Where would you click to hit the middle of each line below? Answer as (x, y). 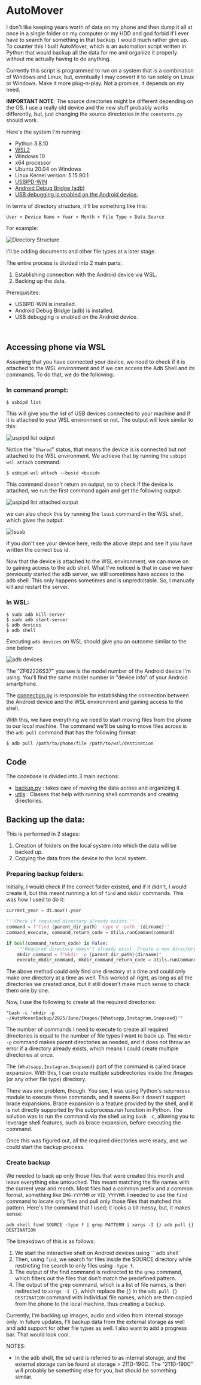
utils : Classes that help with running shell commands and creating (97, 794)
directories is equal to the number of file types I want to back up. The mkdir (99, 1036)
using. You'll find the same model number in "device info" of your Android (97, 678)
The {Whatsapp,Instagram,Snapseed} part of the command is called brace (96, 1066)
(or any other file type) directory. (46, 1079)
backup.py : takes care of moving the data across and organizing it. (98, 788)
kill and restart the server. (38, 587)
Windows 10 (30, 156)
